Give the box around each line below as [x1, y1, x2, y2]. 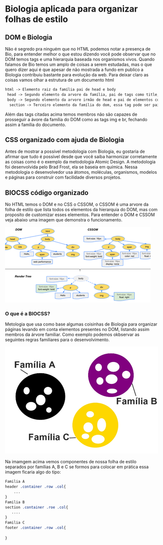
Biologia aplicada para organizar [5, 3, 138, 15]
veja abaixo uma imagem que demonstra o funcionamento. [5, 217, 123, 223]
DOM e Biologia [5, 33, 52, 41]
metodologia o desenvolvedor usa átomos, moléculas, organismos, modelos [5, 169, 157, 175]
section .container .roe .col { [5, 505, 68, 509]
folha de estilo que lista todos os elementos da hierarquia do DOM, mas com [5, 207, 158, 213]
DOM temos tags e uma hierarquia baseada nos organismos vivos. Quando [5, 56, 155, 62]
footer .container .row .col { [5, 526, 66, 530]
